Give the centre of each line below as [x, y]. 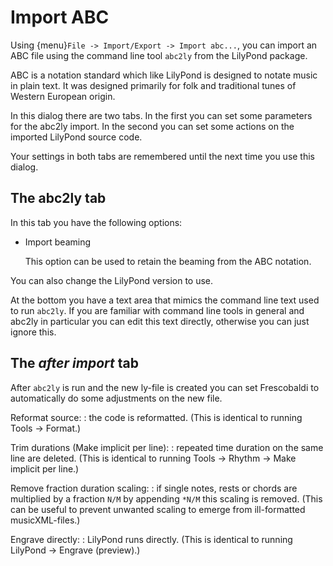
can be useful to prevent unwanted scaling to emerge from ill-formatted [158, 509]
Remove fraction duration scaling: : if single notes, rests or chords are [154, 488]
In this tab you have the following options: [96, 222]
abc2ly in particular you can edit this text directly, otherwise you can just [160, 321]
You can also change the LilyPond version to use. [112, 280]
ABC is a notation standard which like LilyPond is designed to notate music [164, 75]
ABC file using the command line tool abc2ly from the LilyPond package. [159, 55]
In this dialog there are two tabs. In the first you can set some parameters [161, 115]
